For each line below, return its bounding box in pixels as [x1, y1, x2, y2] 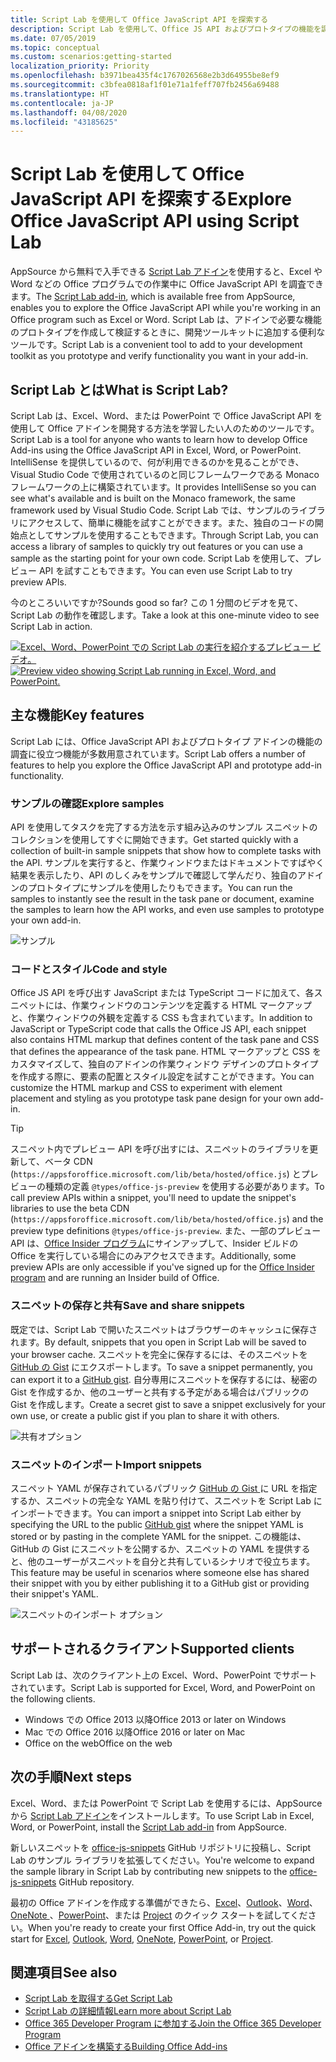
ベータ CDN [44, 1156, 93, 1168]
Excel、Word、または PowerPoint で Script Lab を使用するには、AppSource [10, 1797, 323, 1809]
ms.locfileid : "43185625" [10, 117, 118, 127]
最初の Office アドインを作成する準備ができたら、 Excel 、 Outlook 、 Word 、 [10, 1896, 318, 1908]
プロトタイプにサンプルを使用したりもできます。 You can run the [27, 882, 293, 894]
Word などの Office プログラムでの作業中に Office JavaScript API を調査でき [10, 278, 324, 290]
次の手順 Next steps [10, 1769, 132, 1786]
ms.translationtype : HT [10, 89, 110, 99]
